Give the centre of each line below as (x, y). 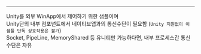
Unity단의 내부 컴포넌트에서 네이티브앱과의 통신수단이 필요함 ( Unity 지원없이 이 (98, 24)
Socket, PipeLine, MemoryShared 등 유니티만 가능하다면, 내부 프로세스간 (93, 37)
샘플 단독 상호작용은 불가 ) (34, 30)
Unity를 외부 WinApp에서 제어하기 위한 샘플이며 (62, 16)
